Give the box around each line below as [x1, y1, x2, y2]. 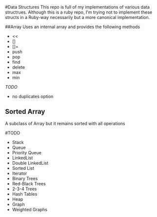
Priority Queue [12, 149, 41, 155]
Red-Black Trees [12, 181, 46, 186]
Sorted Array [5, 108, 45, 116]
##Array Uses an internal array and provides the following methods [5, 24, 140, 30]
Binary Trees [12, 175, 38, 181]
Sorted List [12, 165, 35, 171]
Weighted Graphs [12, 206, 48, 212]
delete [12, 64, 25, 70]
